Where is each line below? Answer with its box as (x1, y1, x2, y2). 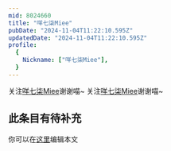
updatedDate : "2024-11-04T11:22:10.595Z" (8, 33, 148, 42)
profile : (8, 41, 37, 49)
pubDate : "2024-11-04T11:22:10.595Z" (8, 26, 134, 34)
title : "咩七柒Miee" (8, 19, 73, 27)
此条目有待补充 (8, 112, 82, 126)
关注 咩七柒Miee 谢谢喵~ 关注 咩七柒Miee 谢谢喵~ (8, 86, 164, 95)
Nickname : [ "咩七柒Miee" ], (22, 56, 109, 64)
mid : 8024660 (8, 11, 52, 20)
